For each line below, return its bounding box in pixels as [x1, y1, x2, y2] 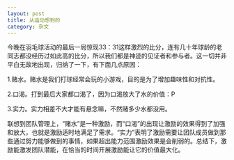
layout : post [7, 10, 45, 17]
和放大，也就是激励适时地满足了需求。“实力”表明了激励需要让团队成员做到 [7, 128, 221, 136]
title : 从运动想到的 [7, 17, 61, 24]
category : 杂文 [7, 23, 49, 30]
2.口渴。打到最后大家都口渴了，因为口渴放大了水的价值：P [7, 90, 175, 98]
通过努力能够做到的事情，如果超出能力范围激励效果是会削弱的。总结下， [13, 137, 221, 145]
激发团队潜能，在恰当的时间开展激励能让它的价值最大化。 [19, 145, 185, 154]
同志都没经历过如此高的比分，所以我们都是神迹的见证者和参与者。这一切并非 [7, 51, 227, 60]
